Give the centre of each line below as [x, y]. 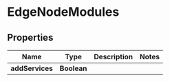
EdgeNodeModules [63, 12]
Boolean [73, 68]
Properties [30, 38]
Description [113, 57]
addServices [32, 68]
